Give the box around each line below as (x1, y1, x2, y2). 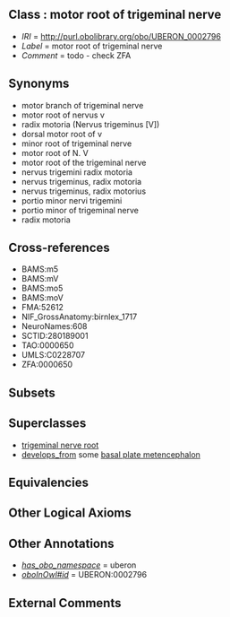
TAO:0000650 (21, 340, 74, 351)
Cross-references (8, 240, 111, 256)
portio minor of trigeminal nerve (21, 204, 140, 215)
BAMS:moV (21, 292, 64, 303)
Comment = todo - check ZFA (21, 49, 132, 61)
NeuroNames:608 (21, 321, 88, 332)
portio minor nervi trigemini (21, 195, 123, 205)
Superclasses (8, 416, 87, 431)
